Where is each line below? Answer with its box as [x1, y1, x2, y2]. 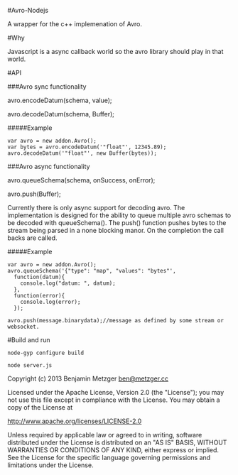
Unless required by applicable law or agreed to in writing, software [7, 431, 202, 439]
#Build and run [7, 336, 51, 344]
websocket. [7, 323, 40, 330]
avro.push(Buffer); [7, 190, 62, 198]
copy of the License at [7, 403, 73, 411]
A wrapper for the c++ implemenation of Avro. [7, 20, 142, 28]
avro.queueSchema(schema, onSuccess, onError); [7, 176, 156, 184]
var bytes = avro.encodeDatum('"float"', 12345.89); [7, 143, 167, 151]
